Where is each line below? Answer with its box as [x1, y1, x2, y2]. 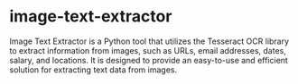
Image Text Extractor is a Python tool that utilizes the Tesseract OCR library [9, 36, 290, 46]
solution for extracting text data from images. [9, 64, 178, 75]
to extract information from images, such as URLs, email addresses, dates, [9, 45, 286, 55]
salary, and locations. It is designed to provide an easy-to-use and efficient [9, 55, 289, 65]
